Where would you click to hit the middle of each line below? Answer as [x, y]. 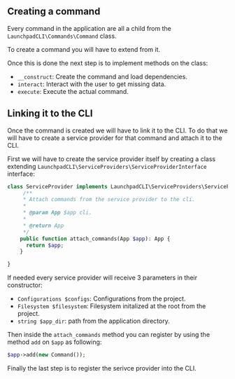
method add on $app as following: [55, 342]
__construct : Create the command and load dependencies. [102, 76]
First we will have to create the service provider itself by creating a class [111, 159]
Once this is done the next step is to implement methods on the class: [108, 63]
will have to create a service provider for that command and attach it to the [115, 138]
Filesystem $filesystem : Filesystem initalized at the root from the [112, 306]
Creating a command [54, 12]
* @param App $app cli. [57, 213]
